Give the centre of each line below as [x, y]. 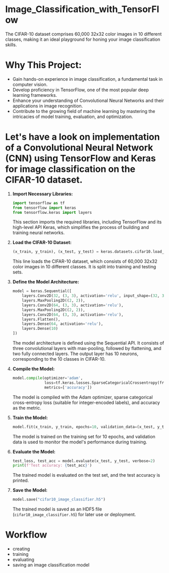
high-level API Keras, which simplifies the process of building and [81, 227]
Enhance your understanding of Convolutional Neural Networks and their [88, 100]
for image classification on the [70, 169]
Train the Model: [30, 418]
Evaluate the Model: [34, 451]
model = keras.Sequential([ [42, 291]
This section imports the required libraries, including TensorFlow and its [87, 222]
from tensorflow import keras [44, 208]
